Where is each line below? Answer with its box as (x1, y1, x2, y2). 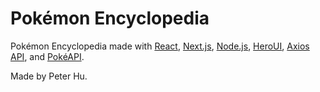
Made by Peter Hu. (10, 70, 88, 82)
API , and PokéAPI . (10, 50, 85, 62)
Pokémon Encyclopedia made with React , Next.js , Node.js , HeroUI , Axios (10, 40, 310, 52)
